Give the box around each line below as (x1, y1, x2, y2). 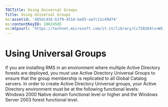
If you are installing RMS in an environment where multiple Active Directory (5, 65, 160, 71)
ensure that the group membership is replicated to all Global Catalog (5, 75, 147, 81)
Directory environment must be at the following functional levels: (5, 86, 139, 92)
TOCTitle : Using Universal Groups (5, 7, 78, 13)
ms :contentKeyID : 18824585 (5, 21, 62, 27)
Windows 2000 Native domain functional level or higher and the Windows (5, 91, 158, 97)
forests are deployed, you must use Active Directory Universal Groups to (5, 70, 155, 76)
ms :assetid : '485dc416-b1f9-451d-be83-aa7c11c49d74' (5, 17, 118, 22)
